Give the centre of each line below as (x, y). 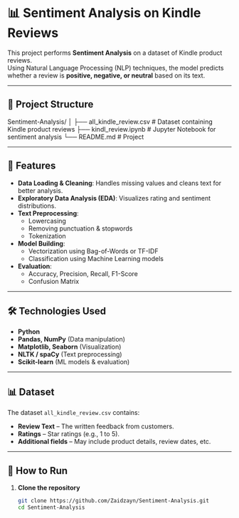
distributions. (37, 206)
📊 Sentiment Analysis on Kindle (104, 13)
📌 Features (32, 166)
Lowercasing (47, 221)
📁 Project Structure (51, 104)
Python (29, 332)
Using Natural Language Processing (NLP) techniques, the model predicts (116, 68)
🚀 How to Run (38, 471)
